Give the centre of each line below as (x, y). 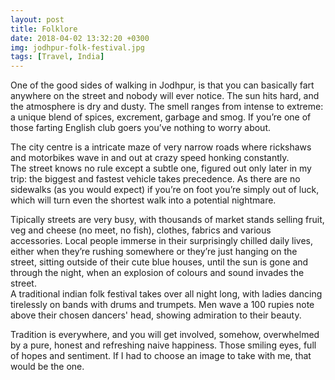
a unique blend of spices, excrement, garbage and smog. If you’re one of (161, 117)
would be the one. (47, 367)
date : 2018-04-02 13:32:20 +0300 (80, 38)
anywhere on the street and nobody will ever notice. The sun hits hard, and (165, 96)
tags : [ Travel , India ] (57, 57)
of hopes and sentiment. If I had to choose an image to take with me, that (161, 356)
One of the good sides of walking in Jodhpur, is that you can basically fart (162, 85)
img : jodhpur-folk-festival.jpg (77, 47)
